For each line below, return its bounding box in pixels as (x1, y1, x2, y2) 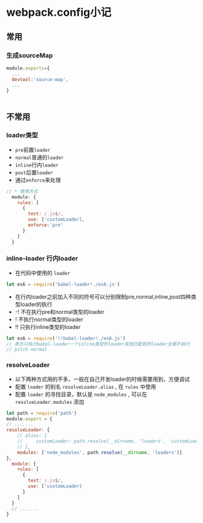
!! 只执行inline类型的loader (14, 323, 81, 330)
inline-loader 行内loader (6, 255, 79, 263)
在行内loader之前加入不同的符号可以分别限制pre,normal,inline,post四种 (14, 293, 192, 300)
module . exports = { (6, 65, 50, 71)
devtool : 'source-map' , (11, 76, 69, 82)
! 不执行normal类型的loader (14, 316, 83, 323)
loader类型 (6, 131, 38, 140)
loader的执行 (20, 300, 53, 308)
